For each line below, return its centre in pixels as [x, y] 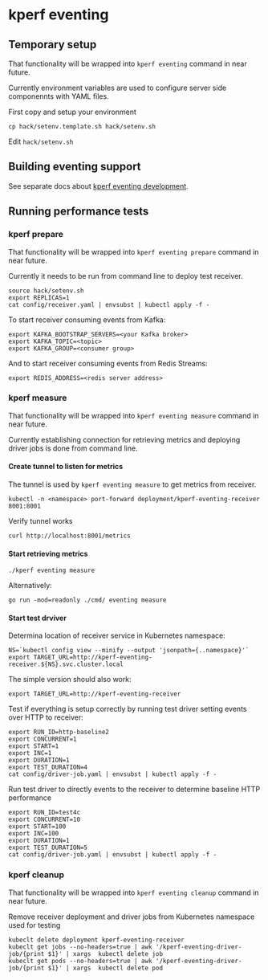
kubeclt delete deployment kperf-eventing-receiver [96, 940]
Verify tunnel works [41, 521]
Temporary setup [53, 45]
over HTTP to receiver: [46, 717]
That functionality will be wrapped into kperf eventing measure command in [134, 415]
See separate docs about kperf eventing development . [98, 186]
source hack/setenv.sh [46, 291]
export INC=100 [34, 834]
